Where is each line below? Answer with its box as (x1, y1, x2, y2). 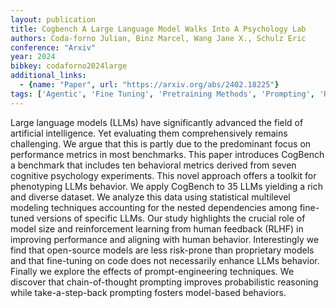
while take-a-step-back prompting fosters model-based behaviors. (10, 286, 287, 298)
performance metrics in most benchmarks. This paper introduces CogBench (10, 148, 325, 160)
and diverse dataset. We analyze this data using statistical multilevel (10, 191, 291, 203)
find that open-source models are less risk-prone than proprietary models (10, 244, 315, 256)
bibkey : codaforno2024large (10, 61, 128, 71)
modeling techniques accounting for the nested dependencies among (10, 201, 298, 213)
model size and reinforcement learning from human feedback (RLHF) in (10, 222, 304, 235)
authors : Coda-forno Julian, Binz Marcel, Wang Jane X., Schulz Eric (10, 33, 307, 43)
